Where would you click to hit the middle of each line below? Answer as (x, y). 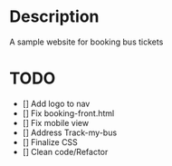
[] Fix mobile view (55, 122)
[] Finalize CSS (50, 142)
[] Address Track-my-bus (70, 132)
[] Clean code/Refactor (65, 151)
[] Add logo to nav (56, 103)
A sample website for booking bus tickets (86, 42)
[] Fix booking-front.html (68, 113)
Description (54, 17)
